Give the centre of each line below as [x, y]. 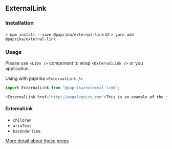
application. [18, 68]
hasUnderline [27, 131]
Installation [20, 23]
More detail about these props [37, 141]
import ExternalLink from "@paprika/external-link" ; [63, 88]
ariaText [22, 126]
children [22, 120]
